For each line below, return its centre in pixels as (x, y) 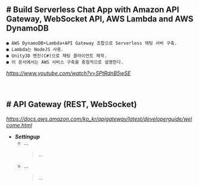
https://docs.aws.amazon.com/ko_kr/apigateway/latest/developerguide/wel (99, 119)
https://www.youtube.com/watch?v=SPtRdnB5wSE (69, 73)
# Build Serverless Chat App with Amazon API (93, 10)
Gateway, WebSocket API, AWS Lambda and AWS (100, 19)
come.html (19, 125)
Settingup (27, 137)
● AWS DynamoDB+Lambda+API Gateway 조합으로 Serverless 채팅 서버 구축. (92, 43)
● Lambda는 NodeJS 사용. (35, 49)
